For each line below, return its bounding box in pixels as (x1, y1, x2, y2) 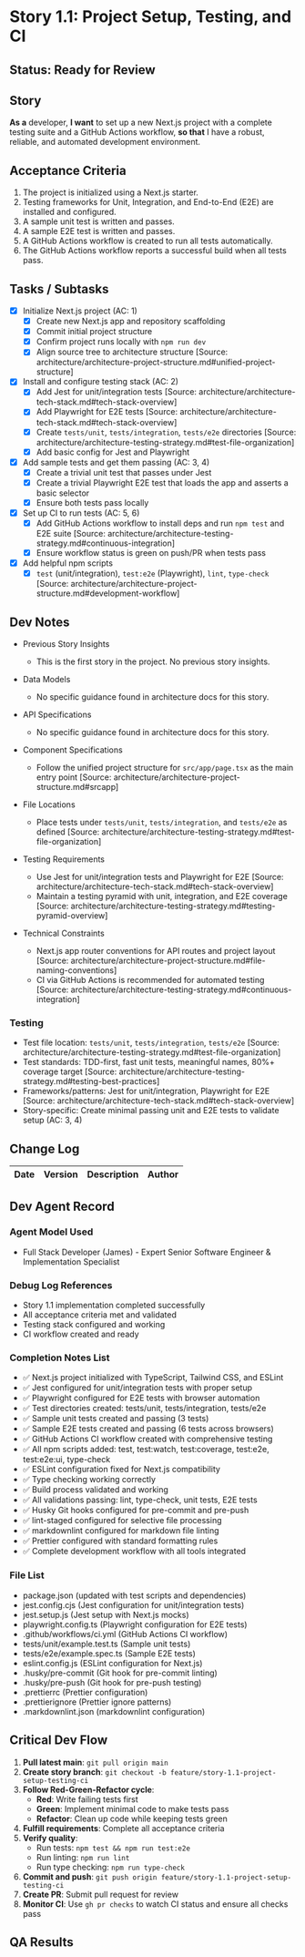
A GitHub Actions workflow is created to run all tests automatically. (22, 235, 273, 247)
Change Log (9, 1141, 80, 1156)
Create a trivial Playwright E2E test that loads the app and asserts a (36, 476, 289, 488)
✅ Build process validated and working (22, 1484, 168, 1495)
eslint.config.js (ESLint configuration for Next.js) (22, 1657, 203, 1668)
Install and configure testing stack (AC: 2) (22, 376, 179, 387)
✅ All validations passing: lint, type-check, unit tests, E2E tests (22, 1494, 258, 1505)
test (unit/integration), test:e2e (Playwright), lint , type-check (36, 568, 269, 579)
